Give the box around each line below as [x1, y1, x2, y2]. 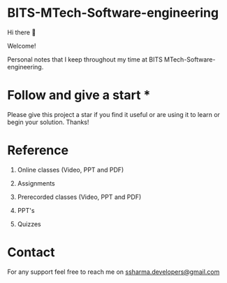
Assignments [17, 179, 56, 187]
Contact [7, 244, 55, 260]
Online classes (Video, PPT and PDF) [17, 165, 124, 174]
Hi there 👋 [7, 28, 36, 36]
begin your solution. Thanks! [7, 118, 89, 126]
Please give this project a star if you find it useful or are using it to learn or [7, 110, 220, 118]
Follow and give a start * [7, 88, 151, 103]
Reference [7, 142, 68, 158]
